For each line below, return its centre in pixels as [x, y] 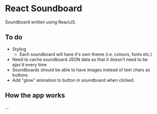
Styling [19, 49]
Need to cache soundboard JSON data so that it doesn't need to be [80, 59]
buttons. [20, 75]
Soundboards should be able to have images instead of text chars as [81, 70]
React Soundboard [44, 9]
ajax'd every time [29, 64]
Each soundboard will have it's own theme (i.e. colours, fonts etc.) [86, 54]
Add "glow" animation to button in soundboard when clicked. [73, 80]
